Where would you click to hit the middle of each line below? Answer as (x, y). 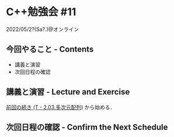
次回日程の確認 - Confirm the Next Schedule (87, 127)
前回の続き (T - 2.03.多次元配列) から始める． (61, 107)
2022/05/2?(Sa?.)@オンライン (43, 29)
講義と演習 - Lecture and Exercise (68, 92)
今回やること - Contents (50, 49)
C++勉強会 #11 (41, 12)
